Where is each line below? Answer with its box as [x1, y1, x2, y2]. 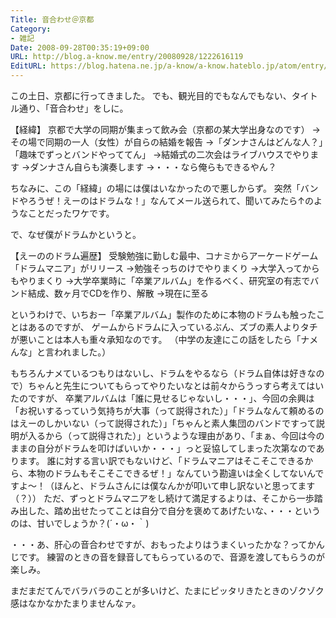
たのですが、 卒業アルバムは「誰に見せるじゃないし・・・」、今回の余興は [10, 392, 315, 404]
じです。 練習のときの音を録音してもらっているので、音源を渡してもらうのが [10, 551, 326, 563]
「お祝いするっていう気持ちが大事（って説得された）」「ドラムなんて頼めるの [10, 405, 325, 416]
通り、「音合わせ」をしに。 [18, 102, 129, 114]
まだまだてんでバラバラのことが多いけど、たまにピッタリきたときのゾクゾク [10, 585, 325, 596]
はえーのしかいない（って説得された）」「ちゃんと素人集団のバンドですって [10, 417, 317, 429]
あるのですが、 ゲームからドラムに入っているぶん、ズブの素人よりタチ [27, 321, 318, 333]
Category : [10, 24, 52, 34]
